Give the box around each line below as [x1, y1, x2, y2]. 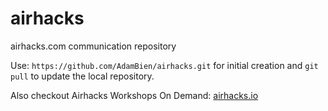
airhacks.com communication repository [10, 40, 177, 52]
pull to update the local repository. [10, 70, 155, 82]
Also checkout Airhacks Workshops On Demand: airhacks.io [10, 89, 259, 101]
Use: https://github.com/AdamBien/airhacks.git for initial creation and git [10, 59, 319, 71]
